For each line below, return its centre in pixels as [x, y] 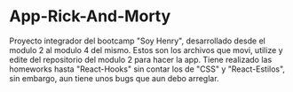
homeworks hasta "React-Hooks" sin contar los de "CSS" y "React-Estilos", [147, 69]
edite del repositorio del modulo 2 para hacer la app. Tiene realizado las [141, 59]
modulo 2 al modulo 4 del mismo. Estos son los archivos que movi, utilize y [146, 50]
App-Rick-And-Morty [90, 16]
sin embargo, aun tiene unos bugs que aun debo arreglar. [114, 78]
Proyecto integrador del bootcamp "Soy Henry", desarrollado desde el [138, 41]
